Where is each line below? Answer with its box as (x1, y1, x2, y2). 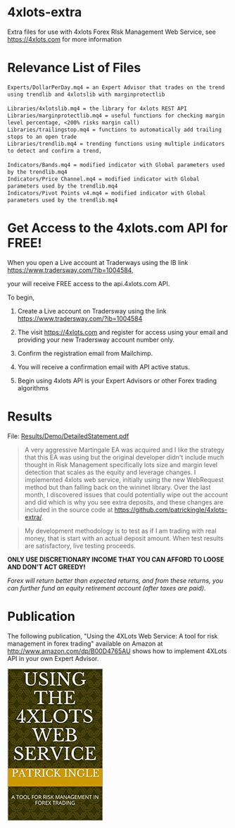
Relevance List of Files (7, 60, 141, 76)
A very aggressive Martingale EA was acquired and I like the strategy (24, 445, 224, 454)
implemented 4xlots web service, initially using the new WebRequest (24, 475, 224, 483)
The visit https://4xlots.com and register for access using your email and (17, 328, 229, 336)
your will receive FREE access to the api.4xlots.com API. (7, 279, 170, 288)
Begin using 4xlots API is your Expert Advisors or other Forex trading (17, 376, 217, 385)
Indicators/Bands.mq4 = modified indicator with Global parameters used (7, 161, 225, 168)
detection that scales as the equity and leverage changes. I (24, 468, 196, 476)
